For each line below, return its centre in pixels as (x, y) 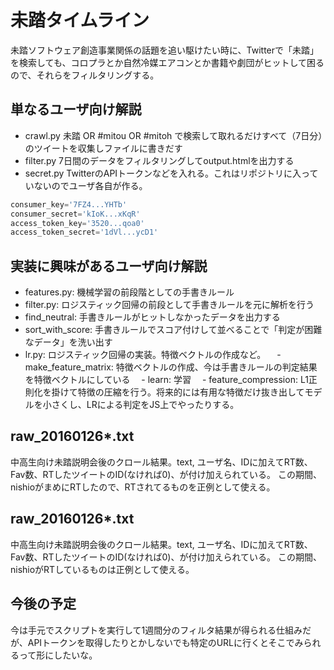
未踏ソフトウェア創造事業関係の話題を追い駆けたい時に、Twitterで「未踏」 (165, 50)
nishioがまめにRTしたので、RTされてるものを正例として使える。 (143, 487)
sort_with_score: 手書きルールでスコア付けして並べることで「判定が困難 (173, 330)
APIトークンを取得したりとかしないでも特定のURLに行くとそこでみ (165, 642)
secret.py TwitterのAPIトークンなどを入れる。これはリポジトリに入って (171, 173)
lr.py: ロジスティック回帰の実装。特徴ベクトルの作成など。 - (153, 355)
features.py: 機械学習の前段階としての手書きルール (129, 292)
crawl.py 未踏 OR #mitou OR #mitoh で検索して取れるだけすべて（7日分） (173, 135)
